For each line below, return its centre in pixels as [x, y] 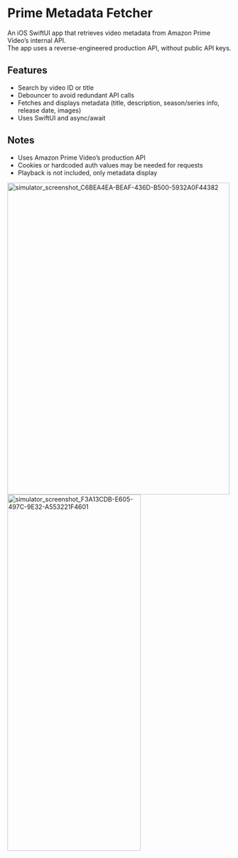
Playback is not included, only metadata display [87, 172]
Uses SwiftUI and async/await [61, 118]
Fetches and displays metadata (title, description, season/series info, [119, 103]
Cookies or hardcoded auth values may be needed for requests [110, 165]
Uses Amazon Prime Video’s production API [81, 157]
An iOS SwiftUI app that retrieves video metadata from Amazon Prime [109, 33]
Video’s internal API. [37, 40]
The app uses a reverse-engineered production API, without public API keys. [119, 48]
